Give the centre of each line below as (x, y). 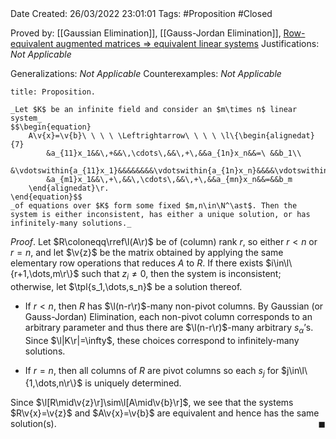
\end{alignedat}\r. (69, 188)
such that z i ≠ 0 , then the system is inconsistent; (181, 275)
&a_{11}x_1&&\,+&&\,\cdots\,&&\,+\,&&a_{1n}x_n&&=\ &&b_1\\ (174, 153)
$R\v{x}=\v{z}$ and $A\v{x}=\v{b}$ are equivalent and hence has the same (165, 413)
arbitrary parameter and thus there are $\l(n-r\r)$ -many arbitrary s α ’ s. (169, 328)
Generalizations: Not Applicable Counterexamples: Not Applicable (146, 73)
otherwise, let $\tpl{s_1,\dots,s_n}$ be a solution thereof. (126, 286)
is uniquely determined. (133, 383)
